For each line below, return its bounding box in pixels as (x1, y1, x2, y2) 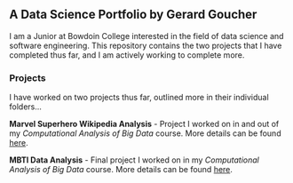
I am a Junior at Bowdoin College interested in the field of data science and (9, 30, 284, 41)
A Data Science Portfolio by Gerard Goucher (9, 7, 257, 22)
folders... (9, 101, 43, 112)
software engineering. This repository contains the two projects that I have (9, 40, 282, 51)
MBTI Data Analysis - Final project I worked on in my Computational (9, 155, 259, 165)
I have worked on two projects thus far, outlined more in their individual (9, 92, 269, 103)
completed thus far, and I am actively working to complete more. (9, 49, 245, 60)
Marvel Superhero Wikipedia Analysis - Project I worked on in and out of (9, 119, 280, 130)
